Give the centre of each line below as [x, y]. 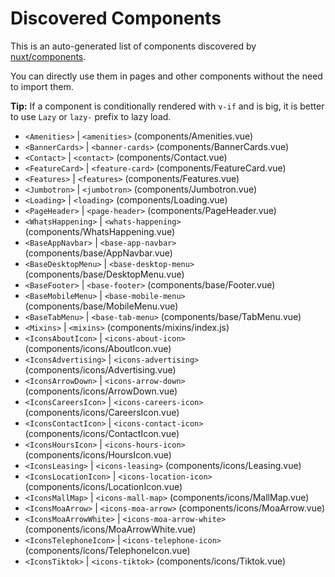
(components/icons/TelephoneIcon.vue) [107, 550]
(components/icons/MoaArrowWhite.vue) [110, 529]
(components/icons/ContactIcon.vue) [102, 433]
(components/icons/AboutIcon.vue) [98, 348]
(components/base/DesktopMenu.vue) [104, 274]
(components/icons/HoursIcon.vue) [98, 454]
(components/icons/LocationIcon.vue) [103, 486]
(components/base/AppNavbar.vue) [98, 253]
